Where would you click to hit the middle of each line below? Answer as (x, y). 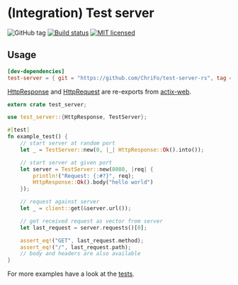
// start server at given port (66, 162)
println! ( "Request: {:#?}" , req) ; (84, 176)
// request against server (60, 202)
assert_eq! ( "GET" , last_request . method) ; (82, 240)
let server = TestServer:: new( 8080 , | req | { (87, 169)
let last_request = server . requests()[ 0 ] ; (84, 228)
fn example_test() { (38, 137)
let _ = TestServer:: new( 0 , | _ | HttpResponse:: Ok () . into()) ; (112, 150)
